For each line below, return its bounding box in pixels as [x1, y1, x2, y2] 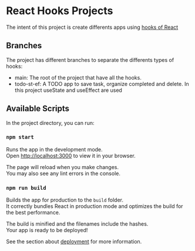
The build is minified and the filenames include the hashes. [6, 220, 149, 227]
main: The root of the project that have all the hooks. [14, 74, 142, 81]
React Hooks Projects [6, 4, 113, 18]
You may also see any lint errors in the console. [6, 170, 120, 177]
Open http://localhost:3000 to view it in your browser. [6, 152, 136, 159]
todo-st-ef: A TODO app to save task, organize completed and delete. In [14, 80, 189, 87]
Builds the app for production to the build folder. [6, 196, 124, 204]
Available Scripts [6, 104, 69, 114]
